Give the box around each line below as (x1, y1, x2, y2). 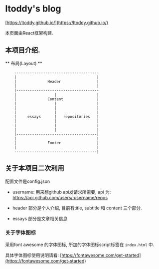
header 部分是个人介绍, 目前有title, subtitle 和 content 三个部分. (12, 205, 142, 211)
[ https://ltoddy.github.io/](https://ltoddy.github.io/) (5, 20, 109, 26)
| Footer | (14, 140, 99, 145)
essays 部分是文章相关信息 (12, 215, 68, 221)
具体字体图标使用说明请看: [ (5, 252, 62, 258)
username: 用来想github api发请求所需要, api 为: (12, 189, 111, 195)
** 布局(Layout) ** (5, 60, 42, 66)
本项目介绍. (5, 46, 41, 55)
